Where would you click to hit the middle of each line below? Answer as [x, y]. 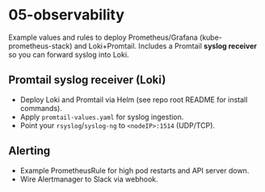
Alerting [29, 151]
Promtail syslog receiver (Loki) [87, 80]
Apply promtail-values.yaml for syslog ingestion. [102, 117]
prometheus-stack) [40, 45]
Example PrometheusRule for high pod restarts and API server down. [135, 170]
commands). [41, 108]
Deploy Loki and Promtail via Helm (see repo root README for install [134, 100]
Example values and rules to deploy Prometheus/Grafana [103, 37]
